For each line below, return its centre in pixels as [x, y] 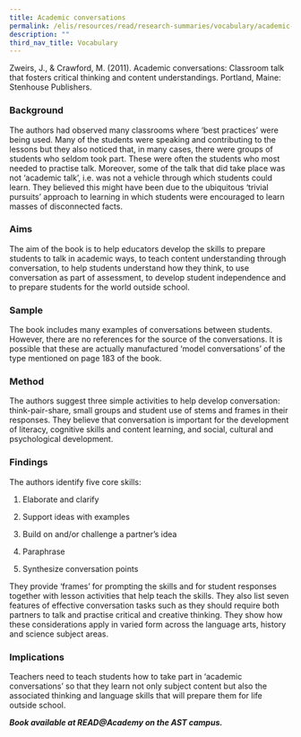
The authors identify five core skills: [75, 481]
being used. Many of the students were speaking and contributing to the [142, 139]
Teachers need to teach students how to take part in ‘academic [126, 677]
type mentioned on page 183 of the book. [86, 359]
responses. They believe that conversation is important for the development [149, 420]
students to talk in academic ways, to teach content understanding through [148, 258]
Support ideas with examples [76, 516]
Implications [37, 657]
